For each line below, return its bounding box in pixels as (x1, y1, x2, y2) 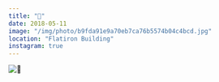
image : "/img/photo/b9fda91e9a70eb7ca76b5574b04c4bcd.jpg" (8, 27, 213, 35)
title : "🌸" (8, 11, 45, 20)
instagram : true (8, 42, 63, 50)
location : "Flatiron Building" (8, 34, 114, 43)
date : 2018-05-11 (8, 19, 67, 28)
